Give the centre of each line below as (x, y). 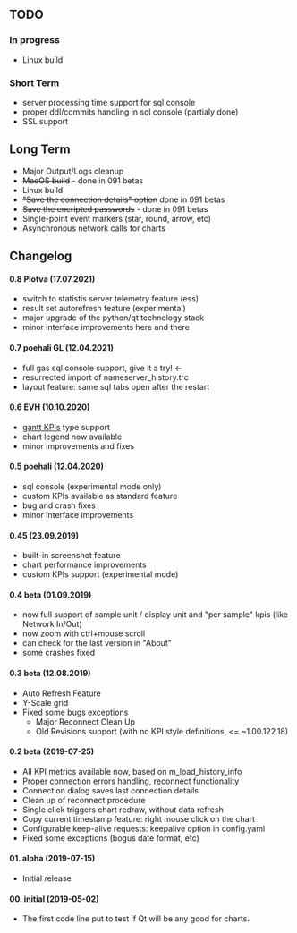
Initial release (47, 878)
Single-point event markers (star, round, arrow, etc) (117, 218)
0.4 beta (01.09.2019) (51, 595)
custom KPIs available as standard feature (100, 496)
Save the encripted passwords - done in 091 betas (115, 208)
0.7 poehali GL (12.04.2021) (61, 347)
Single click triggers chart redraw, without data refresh (123, 810)
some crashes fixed (59, 653)
